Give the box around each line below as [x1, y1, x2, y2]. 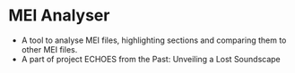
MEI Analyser [8, 5, 110, 26]
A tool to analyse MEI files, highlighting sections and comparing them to [21, 35, 287, 45]
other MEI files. [21, 44, 78, 54]
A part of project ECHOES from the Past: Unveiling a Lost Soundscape [21, 53, 282, 64]
